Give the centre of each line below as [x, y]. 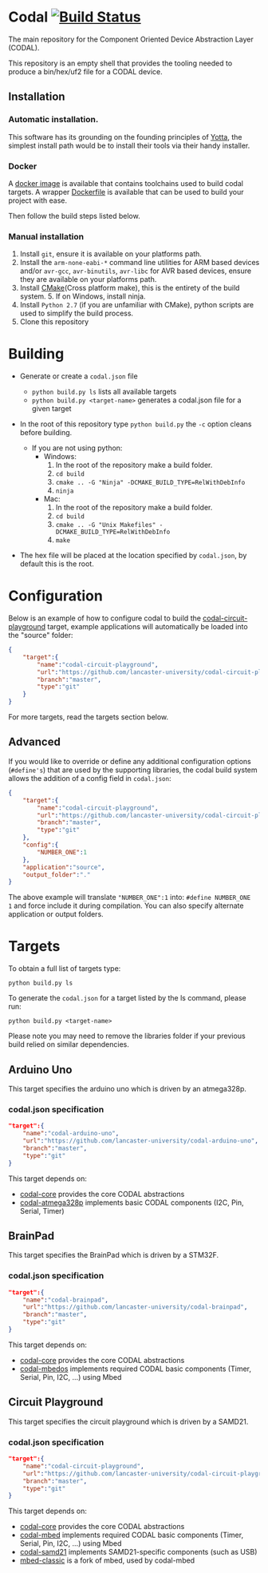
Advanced [35, 742]
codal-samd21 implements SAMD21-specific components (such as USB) [138, 1552]
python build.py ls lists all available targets [104, 392]
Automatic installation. [53, 120]
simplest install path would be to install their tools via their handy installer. [129, 145]
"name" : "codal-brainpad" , [66, 1300]
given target [51, 409]
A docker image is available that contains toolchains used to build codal [126, 183]
